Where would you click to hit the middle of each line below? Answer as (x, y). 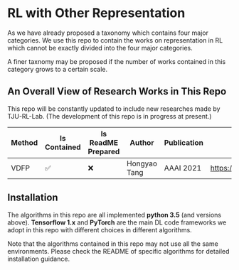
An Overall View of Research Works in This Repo (117, 91)
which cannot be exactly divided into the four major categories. (100, 48)
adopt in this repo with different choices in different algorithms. (100, 229)
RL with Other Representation (96, 13)
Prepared (104, 151)
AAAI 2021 (183, 168)
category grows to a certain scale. (58, 69)
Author (142, 142)
